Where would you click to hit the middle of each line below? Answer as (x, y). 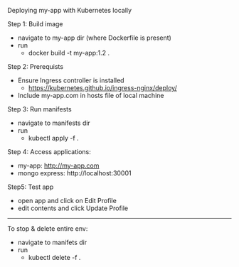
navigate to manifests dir (54, 123)
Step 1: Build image (35, 24)
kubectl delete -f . (54, 257)
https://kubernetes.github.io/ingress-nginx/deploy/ (103, 88)
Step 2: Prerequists (36, 66)
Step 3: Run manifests (40, 109)
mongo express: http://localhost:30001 (74, 173)
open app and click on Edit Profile (67, 201)
